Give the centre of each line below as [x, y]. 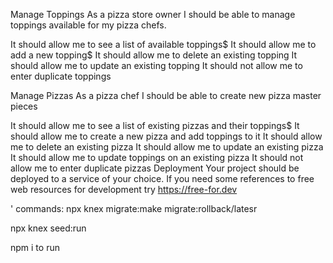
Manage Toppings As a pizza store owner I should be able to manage [153, 14]
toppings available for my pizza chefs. [88, 25]
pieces [24, 106]
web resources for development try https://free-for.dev [124, 189]
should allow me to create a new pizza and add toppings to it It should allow [166, 136]
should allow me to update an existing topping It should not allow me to [156, 65]
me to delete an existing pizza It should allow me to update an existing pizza [167, 147]
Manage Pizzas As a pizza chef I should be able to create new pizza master [166, 95]
